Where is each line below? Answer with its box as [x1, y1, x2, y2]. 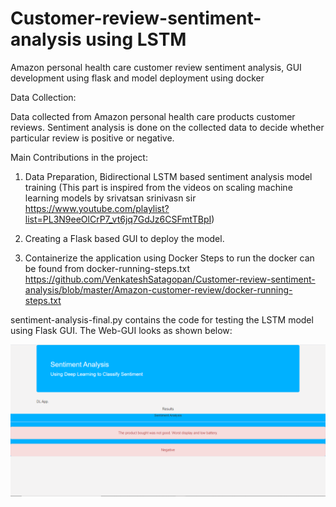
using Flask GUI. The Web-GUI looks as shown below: [10, 324, 233, 336]
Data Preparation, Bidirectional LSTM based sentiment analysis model [24, 170, 313, 182]
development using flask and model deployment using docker [10, 72, 265, 84]
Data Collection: [10, 91, 77, 103]
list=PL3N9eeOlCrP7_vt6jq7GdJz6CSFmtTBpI [24, 213, 212, 225]
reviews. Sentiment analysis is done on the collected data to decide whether [10, 121, 325, 133]
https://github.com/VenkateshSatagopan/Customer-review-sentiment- [24, 273, 316, 285]
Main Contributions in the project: [10, 151, 148, 163]
